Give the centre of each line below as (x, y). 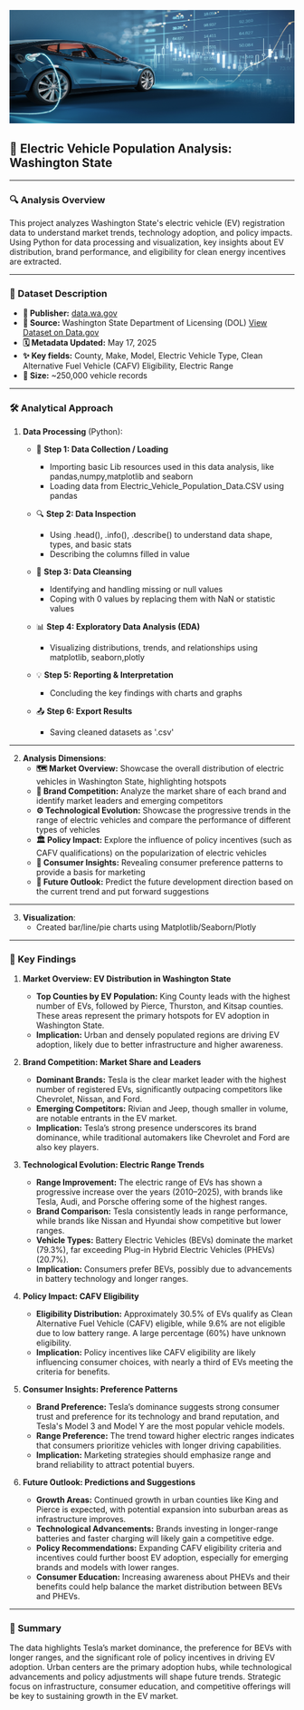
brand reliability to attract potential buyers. (115, 1465)
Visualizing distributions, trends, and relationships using (153, 647)
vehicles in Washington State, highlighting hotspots (131, 781)
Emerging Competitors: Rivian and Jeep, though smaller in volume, (162, 1109)
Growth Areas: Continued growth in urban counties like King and (157, 1500)
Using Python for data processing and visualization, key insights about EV (147, 242)
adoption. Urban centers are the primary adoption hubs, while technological (151, 1667)
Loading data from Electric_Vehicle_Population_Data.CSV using (167, 485)
